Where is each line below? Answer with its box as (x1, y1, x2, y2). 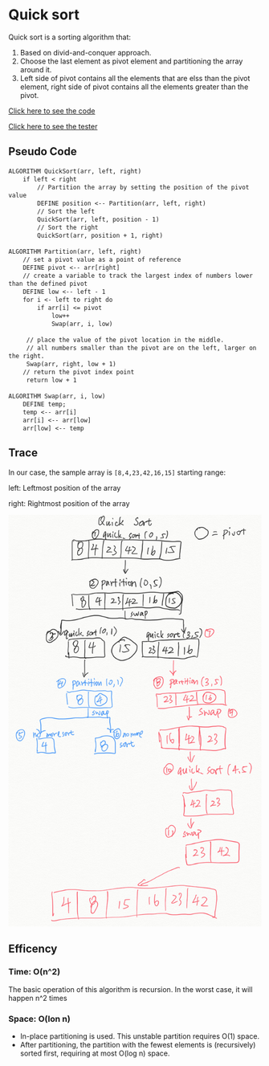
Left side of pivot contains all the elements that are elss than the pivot (19, 73, 251, 83)
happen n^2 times (8, 993, 67, 1003)
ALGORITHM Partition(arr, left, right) (8, 247, 142, 255)
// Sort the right (37, 223, 99, 231)
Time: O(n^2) (8, 966, 61, 978)
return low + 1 (26, 376, 78, 384)
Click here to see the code (8, 106, 96, 116)
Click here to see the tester (8, 121, 98, 131)
